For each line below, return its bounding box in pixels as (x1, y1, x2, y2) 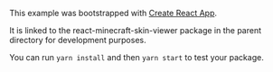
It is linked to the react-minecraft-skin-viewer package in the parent (9, 25, 262, 35)
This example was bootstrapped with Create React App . (9, 8, 218, 18)
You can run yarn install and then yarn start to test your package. (9, 52, 264, 62)
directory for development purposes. (9, 35, 146, 45)
